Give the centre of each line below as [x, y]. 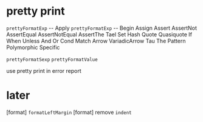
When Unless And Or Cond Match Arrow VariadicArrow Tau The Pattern [96, 41]
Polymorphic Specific [33, 47]
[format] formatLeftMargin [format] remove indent [69, 112]
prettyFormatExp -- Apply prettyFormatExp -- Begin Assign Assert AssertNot [102, 28]
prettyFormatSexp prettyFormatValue [52, 59]
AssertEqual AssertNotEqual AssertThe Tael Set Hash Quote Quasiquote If [99, 34]
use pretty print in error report [44, 70]
